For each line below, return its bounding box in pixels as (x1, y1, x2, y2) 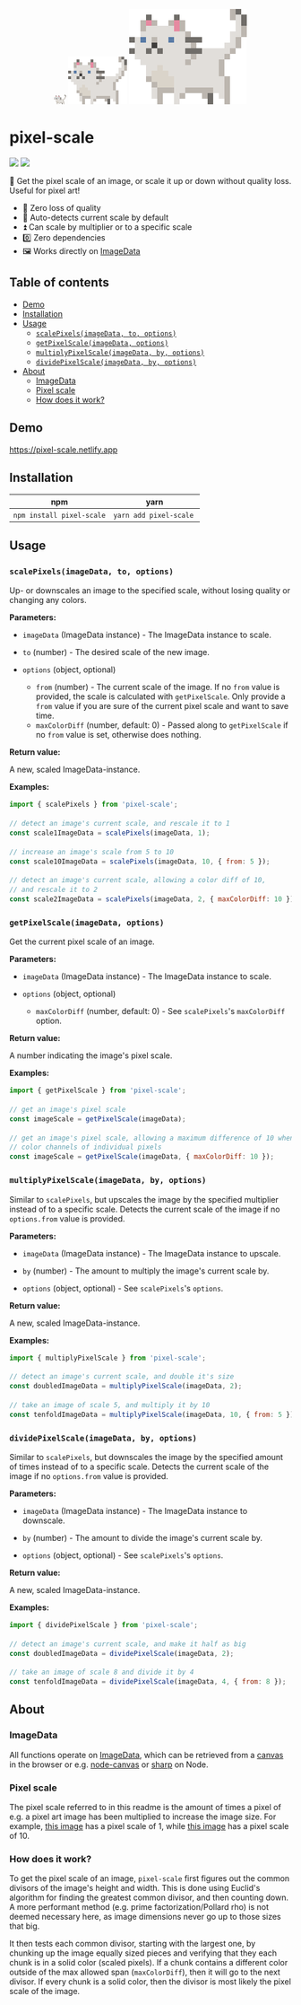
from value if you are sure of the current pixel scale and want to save (35, 701, 289, 712)
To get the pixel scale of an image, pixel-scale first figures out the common (9, 1873, 290, 1884)
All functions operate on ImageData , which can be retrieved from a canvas (9, 1749, 284, 1760)
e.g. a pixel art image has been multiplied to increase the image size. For (9, 1811, 277, 1822)
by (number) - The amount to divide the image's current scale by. (21, 1532, 262, 1543)
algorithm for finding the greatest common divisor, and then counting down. (9, 1892, 289, 1903)
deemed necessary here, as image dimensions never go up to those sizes (9, 1912, 282, 1922)
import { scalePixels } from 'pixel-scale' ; (9, 800, 178, 810)
